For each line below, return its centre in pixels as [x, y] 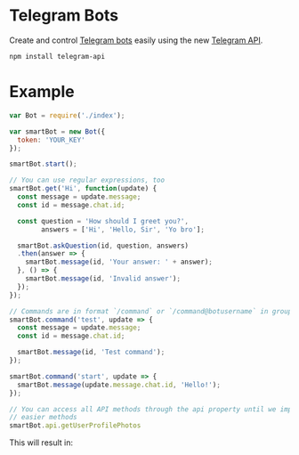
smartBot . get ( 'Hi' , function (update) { [83, 189]
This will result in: [41, 443]
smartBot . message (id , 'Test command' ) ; [91, 353]
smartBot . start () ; [43, 164]
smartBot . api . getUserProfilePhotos [75, 426]
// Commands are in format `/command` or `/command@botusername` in [139, 311]
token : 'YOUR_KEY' [52, 140]
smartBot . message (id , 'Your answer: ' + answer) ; [119, 262]
